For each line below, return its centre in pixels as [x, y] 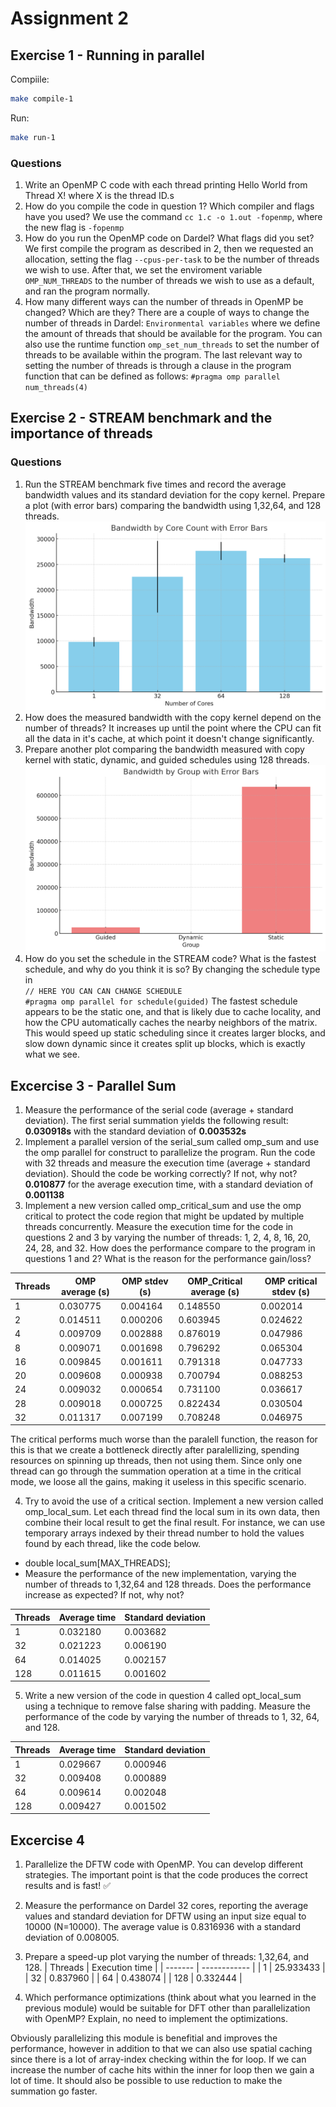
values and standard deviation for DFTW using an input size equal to [165, 1916]
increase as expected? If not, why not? [104, 1595]
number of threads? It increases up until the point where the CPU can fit [173, 728]
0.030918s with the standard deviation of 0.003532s [135, 1131]
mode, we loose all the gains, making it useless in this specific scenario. [158, 1482]
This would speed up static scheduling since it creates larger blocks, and [175, 1033]
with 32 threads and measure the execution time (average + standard [167, 1163]
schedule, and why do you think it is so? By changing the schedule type [172, 969]
